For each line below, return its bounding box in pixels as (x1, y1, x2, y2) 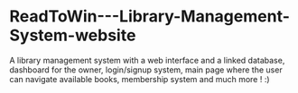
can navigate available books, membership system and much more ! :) (9, 73, 270, 84)
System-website (9, 25, 136, 46)
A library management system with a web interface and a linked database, (9, 55, 285, 65)
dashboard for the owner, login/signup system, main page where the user (9, 64, 283, 75)
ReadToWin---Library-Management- (9, 6, 291, 27)
